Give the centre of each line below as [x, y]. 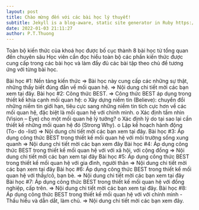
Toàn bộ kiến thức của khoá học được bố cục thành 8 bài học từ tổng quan [97, 50]
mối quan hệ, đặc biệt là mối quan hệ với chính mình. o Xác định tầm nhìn [95, 113]
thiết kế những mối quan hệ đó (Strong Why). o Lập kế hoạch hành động [94, 125]
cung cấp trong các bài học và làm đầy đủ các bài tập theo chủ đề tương [95, 63]
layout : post [22, 12]
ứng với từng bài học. [32, 69]
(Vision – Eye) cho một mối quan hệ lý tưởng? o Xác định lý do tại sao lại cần [99, 119]
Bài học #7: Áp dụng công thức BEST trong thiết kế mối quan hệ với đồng [95, 182]
